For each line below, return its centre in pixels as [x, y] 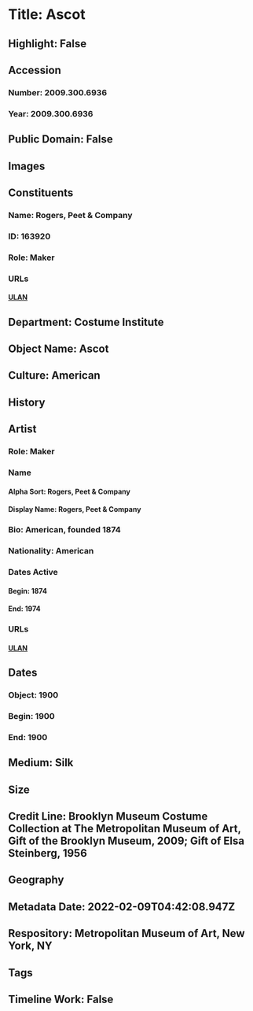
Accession [35, 70]
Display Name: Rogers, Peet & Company [75, 509]
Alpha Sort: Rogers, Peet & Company [70, 491]
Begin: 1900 [31, 716]
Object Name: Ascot [59, 349]
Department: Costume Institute [86, 322]
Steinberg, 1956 [48, 853]
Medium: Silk [41, 763]
